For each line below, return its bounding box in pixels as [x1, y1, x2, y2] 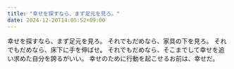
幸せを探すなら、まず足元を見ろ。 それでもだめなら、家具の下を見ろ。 [7, 36, 213, 45]
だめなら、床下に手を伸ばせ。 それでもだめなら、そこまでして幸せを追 [19, 45, 226, 54]
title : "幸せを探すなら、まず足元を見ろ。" [7, 10, 120, 17]
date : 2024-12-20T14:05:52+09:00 [7, 17, 106, 24]
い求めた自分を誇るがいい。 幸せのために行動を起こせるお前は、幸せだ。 [7, 54, 219, 63]
